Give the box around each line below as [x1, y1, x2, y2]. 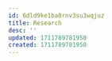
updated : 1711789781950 [8, 33, 87, 42]
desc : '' [8, 26, 37, 34]
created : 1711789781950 [8, 41, 87, 49]
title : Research [8, 19, 62, 27]
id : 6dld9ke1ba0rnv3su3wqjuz [8, 11, 105, 20]
